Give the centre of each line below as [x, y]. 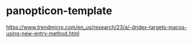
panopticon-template [59, 11]
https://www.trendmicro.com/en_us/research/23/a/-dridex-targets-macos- [97, 27]
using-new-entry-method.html [43, 33]
